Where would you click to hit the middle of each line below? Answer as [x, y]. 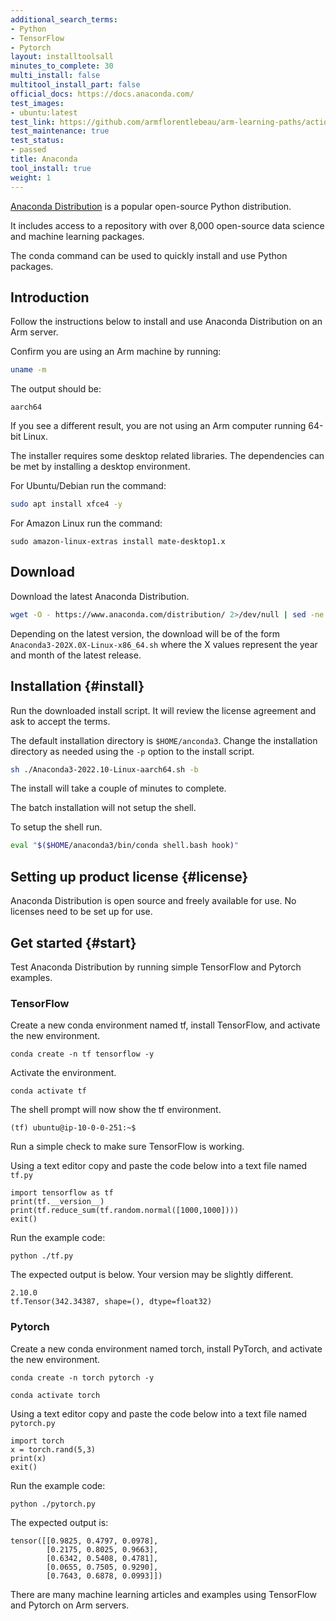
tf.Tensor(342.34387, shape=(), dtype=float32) [111, 1302]
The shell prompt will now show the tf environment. [116, 1110]
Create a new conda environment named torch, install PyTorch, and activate [166, 1348]
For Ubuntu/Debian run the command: [88, 486]
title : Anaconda [44, 159]
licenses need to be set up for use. [81, 912]
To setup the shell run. [56, 827]
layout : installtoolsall [62, 57]
